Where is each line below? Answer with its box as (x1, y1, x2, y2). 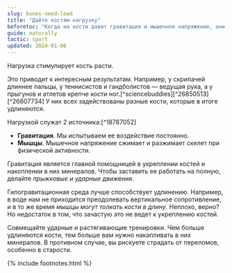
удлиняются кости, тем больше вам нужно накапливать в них (7, 231, 191, 239)
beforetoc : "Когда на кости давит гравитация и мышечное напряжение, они (7, 23, 226, 30)
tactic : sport (7, 36, 49, 43)
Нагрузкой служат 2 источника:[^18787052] (7, 118, 137, 126)
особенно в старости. (7, 246, 72, 254)
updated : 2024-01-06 (7, 42, 67, 49)
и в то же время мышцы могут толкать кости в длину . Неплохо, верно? (7, 203, 220, 210)
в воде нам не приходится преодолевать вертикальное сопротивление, (7, 195, 222, 204)
